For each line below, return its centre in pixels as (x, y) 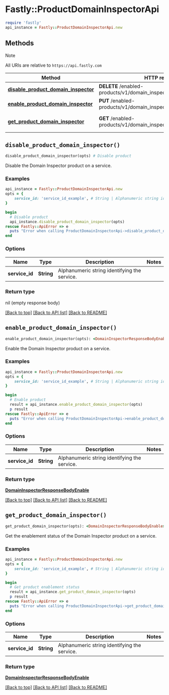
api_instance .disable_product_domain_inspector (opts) (67, 222)
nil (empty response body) (33, 303)
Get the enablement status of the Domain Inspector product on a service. (81, 536)
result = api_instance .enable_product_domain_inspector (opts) (76, 405)
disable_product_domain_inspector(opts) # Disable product (68, 156)
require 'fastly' (23, 23)
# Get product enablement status (45, 587)
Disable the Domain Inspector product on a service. (59, 166)
